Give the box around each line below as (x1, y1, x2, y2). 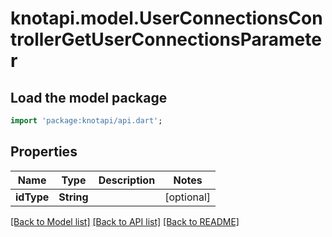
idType (15, 190, 50, 204)
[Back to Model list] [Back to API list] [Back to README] (10, 215, 240, 227)
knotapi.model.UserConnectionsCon (10, 7, 323, 30)
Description (98, 173, 156, 187)
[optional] (164, 190, 212, 204)
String (58, 190, 89, 204)
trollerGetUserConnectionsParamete (10, 28, 322, 51)
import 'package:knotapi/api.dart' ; (10, 116, 163, 126)
